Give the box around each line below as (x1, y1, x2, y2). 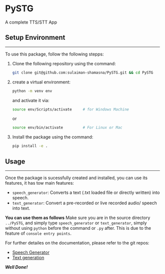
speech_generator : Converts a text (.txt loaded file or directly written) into (12, 190, 160, 195)
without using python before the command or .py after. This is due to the (5, 225, 151, 231)
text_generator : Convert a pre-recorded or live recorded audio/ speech (12, 200, 157, 206)
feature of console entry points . (5, 230, 72, 236)
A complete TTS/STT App (5, 19, 57, 25)
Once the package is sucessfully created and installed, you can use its (5, 175, 148, 181)
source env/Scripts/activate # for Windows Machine (12, 107, 129, 112)
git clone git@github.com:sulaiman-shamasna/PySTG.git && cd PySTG (12, 70, 154, 75)
